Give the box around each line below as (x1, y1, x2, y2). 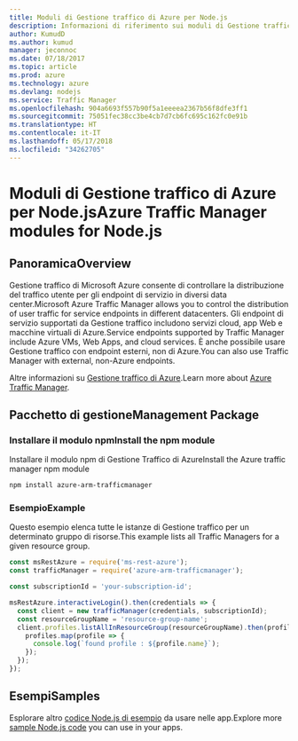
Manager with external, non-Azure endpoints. (9, 355, 176, 366)
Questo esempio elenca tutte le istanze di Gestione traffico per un (9, 522, 250, 532)
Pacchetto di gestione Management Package (9, 407, 260, 422)
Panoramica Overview (9, 256, 131, 272)
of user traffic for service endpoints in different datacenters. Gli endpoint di (9, 308, 284, 319)
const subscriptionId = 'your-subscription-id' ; (9, 582, 192, 591)
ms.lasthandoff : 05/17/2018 (9, 137, 114, 146)
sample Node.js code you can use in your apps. (9, 721, 184, 732)
